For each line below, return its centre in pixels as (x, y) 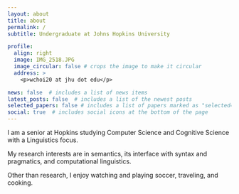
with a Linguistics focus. (43, 140)
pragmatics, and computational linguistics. (69, 161)
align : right (33, 53)
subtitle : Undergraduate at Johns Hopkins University (89, 34)
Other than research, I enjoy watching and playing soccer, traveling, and (113, 175)
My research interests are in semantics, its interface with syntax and (107, 154)
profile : (20, 47)
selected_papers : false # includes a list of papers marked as (103, 106)
